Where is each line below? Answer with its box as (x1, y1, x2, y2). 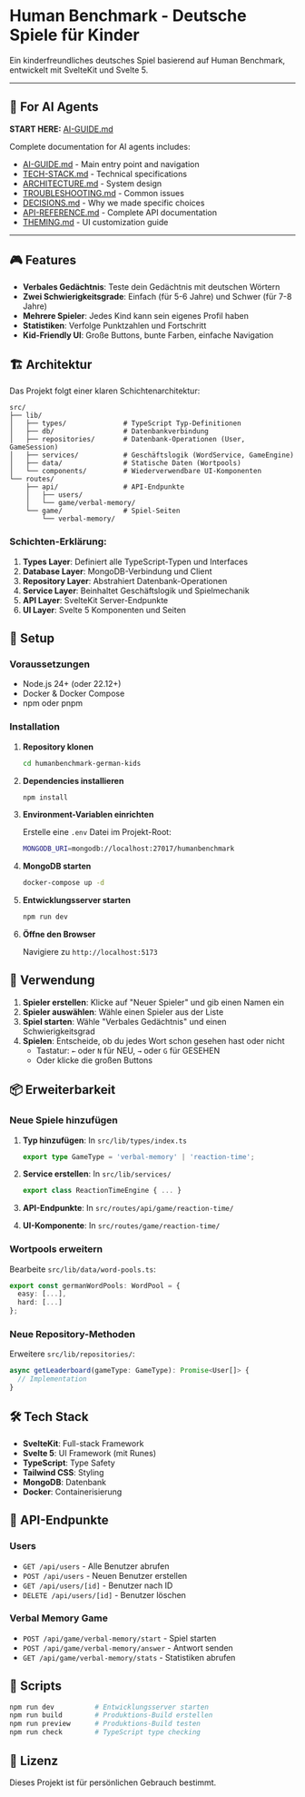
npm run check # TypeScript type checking (9, 1728, 202, 1737)
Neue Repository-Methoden (9, 1328, 136, 1340)
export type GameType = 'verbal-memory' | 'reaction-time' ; (22, 1152, 255, 1161)
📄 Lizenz (9, 1752, 59, 1768)
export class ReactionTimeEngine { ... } (22, 1186, 182, 1196)
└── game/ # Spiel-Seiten (25, 506, 181, 516)
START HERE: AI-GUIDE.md (9, 124, 113, 134)
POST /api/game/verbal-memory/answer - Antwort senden (22, 1642, 233, 1653)
